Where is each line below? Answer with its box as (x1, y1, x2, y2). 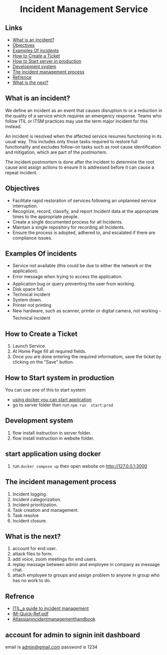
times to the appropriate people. (12, 213, 79, 220)
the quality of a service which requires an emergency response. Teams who (5, 113, 161, 119)
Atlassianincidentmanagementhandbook (12, 616, 96, 622)
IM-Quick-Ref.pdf (12, 611, 49, 617)
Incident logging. (12, 491, 47, 497)
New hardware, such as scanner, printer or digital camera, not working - (12, 308, 161, 314)
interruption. (12, 202, 38, 209)
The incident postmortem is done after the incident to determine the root (5, 159, 154, 165)
